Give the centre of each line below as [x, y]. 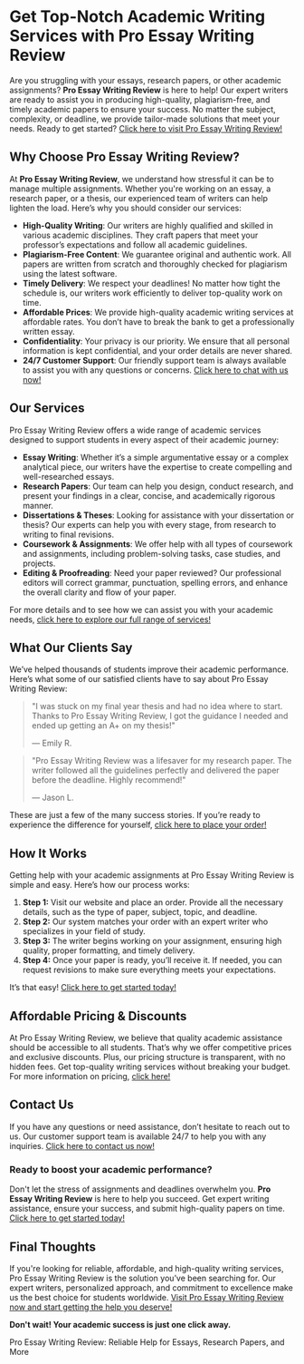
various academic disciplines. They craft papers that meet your [140, 235]
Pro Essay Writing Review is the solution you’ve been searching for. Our [142, 1278]
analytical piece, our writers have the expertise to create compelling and [157, 467]
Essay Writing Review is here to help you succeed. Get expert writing [139, 1199]
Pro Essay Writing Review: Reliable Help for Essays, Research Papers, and [147, 1342]
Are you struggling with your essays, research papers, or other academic [146, 80]
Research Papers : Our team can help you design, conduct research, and [158, 486]
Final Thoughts [53, 1247]
